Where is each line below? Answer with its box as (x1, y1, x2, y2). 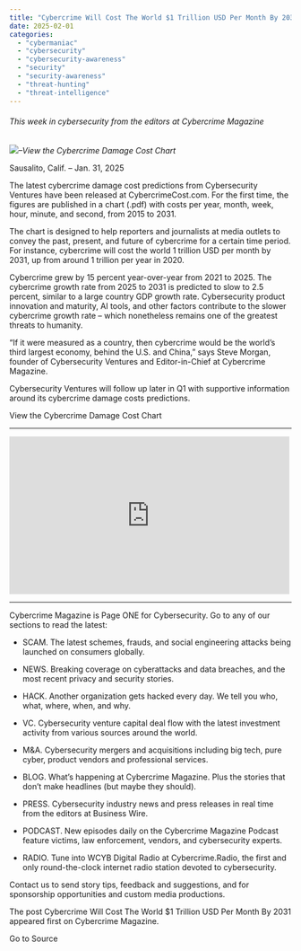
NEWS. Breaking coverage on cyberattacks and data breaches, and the (21, 664, 286, 674)
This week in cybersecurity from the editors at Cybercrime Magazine (9, 116, 264, 127)
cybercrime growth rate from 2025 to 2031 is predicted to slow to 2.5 (9, 281, 264, 292)
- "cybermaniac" (17, 38, 78, 48)
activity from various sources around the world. (21, 726, 198, 737)
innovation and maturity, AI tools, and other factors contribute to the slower (9, 300, 287, 311)
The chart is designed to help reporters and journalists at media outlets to (9, 225, 280, 236)
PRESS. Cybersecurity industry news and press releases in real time (21, 798, 274, 809)
